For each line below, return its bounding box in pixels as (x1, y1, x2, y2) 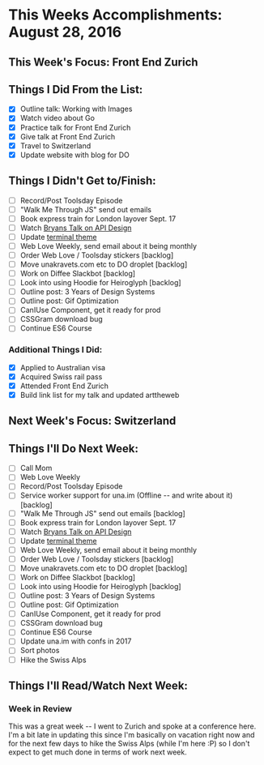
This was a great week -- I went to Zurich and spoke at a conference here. (8, 721, 257, 731)
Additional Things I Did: (8, 344, 103, 356)
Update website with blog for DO (19, 150, 130, 160)
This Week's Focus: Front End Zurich (8, 55, 198, 69)
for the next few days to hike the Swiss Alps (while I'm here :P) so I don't (8, 739, 250, 749)
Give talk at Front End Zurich (19, 131, 116, 141)
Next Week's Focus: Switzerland (8, 414, 177, 428)
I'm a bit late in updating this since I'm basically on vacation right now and (8, 730, 255, 740)
